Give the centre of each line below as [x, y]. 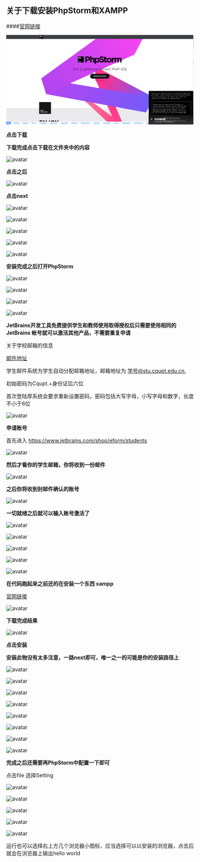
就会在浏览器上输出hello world [43, 853]
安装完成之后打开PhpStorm [40, 266]
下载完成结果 [22, 620]
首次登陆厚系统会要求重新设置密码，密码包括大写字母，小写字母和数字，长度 [100, 396]
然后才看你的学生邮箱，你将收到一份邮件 [56, 465]
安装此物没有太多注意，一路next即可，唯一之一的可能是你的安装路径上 [93, 657]
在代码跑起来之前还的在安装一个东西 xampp [60, 583]
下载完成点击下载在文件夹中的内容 [48, 147]
